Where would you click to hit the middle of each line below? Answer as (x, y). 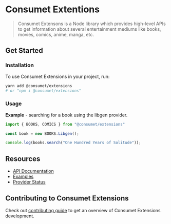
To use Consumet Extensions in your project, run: (58, 76)
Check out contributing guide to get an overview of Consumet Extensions (83, 210)
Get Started (24, 50)
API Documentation (33, 171)
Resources (23, 159)
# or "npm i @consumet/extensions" (43, 91)
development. (20, 216)
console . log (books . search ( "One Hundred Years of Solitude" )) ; (73, 143)
